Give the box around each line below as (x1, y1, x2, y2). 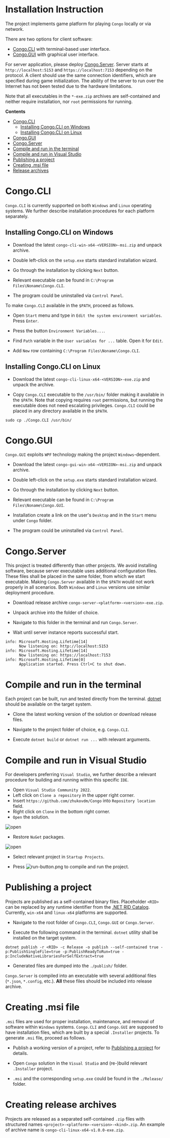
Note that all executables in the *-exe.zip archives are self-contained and (5, 93, 160, 99)
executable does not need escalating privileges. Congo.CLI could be (12, 402, 155, 408)
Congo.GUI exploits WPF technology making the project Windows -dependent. (5, 451, 161, 457)
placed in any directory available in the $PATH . (12, 408, 108, 414)
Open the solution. (12, 814, 50, 820)
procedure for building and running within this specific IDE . (5, 777, 129, 783)
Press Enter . (12, 317, 39, 324)
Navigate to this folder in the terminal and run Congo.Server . (12, 620, 138, 626)
